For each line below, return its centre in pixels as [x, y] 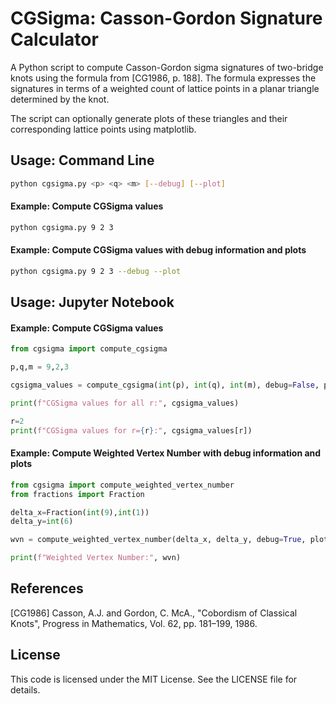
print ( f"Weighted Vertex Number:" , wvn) [96, 558]
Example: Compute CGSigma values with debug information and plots [158, 250]
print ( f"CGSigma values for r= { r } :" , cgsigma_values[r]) [131, 430]
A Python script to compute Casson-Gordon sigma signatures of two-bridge [167, 67]
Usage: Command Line [82, 160]
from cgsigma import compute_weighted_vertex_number [122, 485]
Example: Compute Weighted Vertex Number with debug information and [166, 453]
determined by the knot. [60, 99]
